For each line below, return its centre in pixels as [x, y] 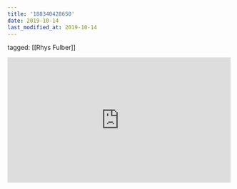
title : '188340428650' [41, 14]
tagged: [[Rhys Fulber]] [42, 48]
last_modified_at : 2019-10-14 [52, 27]
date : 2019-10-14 [33, 21]
